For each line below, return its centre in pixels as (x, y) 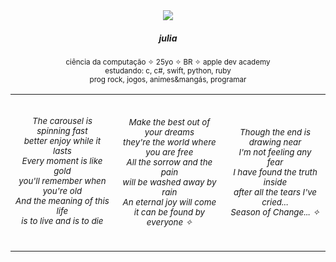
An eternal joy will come (169, 202)
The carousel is (62, 120)
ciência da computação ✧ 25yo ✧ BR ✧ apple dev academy (168, 62)
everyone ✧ (169, 222)
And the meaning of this (62, 200)
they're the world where (170, 142)
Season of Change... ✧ (275, 212)
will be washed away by (169, 182)
